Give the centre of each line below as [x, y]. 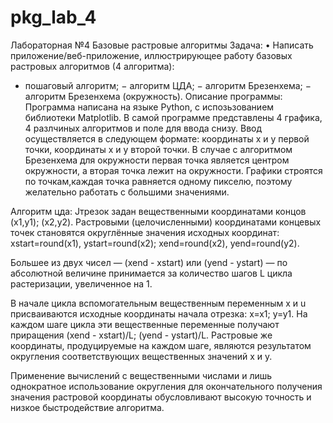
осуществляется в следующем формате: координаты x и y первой [167, 138]
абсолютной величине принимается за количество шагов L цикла [151, 273]
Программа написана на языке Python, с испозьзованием [149, 107]
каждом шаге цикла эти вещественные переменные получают [145, 324]
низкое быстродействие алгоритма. [87, 407]
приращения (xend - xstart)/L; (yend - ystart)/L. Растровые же [141, 335]
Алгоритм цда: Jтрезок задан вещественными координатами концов [158, 211]
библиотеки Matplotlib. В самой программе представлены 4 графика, [173, 117]
